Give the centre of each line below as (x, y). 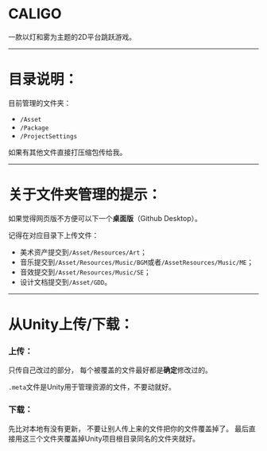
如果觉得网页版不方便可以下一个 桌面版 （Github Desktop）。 (105, 218)
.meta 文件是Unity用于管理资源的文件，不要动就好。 (92, 387)
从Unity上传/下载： (71, 325)
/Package (34, 128)
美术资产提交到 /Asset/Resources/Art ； (83, 252)
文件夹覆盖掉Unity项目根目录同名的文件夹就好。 (121, 438)
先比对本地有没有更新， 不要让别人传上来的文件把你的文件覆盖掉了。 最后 (128, 428)
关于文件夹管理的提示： (85, 195)
